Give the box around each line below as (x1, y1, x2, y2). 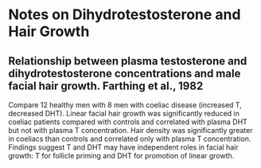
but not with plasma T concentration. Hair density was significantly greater (8, 126, 253, 135)
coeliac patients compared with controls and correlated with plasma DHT (8, 117, 248, 127)
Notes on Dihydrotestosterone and (8, 6, 241, 24)
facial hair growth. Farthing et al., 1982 (8, 79, 204, 92)
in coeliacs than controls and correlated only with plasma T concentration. (8, 134, 251, 143)
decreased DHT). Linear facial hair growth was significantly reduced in (8, 109, 240, 118)
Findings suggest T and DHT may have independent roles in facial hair (8, 143, 239, 152)
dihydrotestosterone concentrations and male (8, 66, 241, 80)
